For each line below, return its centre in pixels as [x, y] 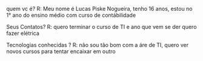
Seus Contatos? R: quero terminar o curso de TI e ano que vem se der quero [101, 27]
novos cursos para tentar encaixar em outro [61, 51]
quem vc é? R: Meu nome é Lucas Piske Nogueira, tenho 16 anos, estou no [99, 9]
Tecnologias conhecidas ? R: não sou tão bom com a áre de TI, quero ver [98, 45]
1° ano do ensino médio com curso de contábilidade [71, 15]
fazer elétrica [23, 33]
